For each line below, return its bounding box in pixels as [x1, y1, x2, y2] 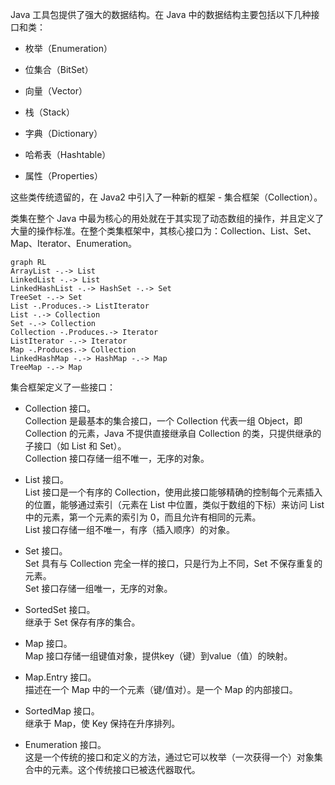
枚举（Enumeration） [24, 43, 113, 54]
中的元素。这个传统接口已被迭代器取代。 [33, 764, 201, 775]
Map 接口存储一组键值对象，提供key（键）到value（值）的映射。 [24, 650, 293, 662]
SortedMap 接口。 [24, 705, 100, 717]
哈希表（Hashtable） [24, 149, 112, 160]
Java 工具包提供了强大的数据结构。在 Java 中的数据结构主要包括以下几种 [10, 9, 312, 20]
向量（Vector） [24, 85, 88, 97]
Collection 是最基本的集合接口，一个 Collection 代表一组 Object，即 [24, 415, 303, 427]
